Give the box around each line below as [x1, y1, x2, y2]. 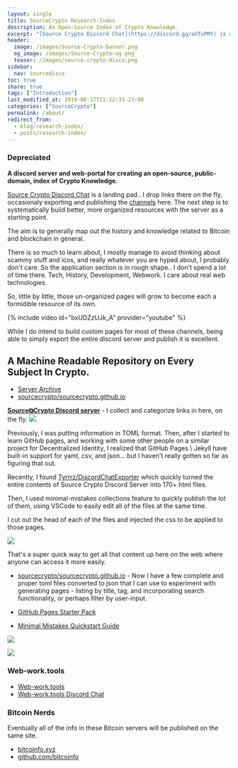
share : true [7, 83, 42, 90]
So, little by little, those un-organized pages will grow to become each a [7, 292, 217, 301]
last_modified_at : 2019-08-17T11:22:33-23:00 [7, 97, 144, 104]
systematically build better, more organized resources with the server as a [7, 205, 224, 214]
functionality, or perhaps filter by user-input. [17, 594, 147, 602]
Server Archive [17, 385, 62, 394]
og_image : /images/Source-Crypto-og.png [13, 50, 135, 58]
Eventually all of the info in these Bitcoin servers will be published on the [7, 724, 219, 732]
